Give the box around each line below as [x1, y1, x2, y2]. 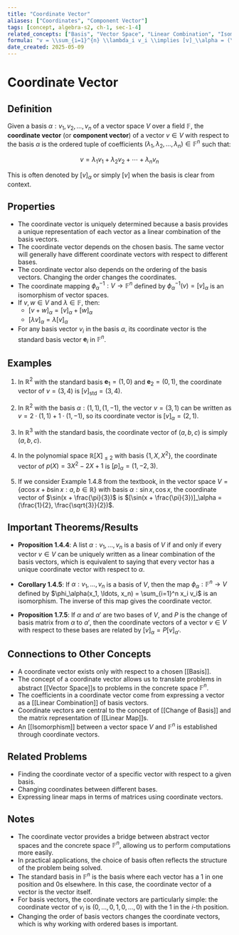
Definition [7, 103, 52, 115]
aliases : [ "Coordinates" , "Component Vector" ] [7, 17, 148, 24]
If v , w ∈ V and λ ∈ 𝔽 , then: [17, 298, 100, 307]
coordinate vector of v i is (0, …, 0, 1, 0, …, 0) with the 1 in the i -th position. [17, 902, 229, 913]
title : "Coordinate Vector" [7, 10, 91, 18]
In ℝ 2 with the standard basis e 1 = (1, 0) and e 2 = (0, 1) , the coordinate [17, 376, 222, 388]
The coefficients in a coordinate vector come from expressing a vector [17, 691, 225, 699]
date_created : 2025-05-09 [7, 44, 84, 51]
